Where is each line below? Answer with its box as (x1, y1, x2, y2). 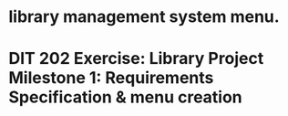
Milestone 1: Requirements (8, 68, 214, 89)
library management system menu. (8, 6, 280, 27)
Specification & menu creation (8, 87, 242, 108)
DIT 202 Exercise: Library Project (8, 48, 264, 69)
